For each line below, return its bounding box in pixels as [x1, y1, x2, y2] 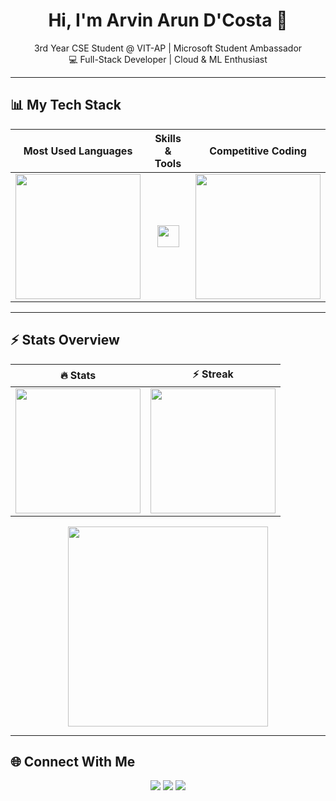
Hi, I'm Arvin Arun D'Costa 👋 [48, 9, 288, 32]
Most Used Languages [23, 144, 133, 158]
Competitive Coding [209, 144, 307, 158]
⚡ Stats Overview [10, 332, 120, 349]
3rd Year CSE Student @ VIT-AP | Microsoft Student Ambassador [33, 42, 303, 54]
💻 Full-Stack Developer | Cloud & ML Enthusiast [68, 53, 268, 65]
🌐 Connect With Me [10, 753, 136, 770]
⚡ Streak [192, 367, 234, 381]
